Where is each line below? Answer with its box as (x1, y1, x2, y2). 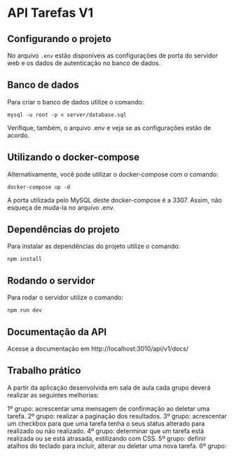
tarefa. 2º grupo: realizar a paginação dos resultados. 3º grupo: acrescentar (7, 411, 228, 420)
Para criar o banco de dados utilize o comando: (7, 97, 144, 106)
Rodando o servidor (7, 275, 95, 287)
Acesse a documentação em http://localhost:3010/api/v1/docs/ (7, 345, 189, 353)
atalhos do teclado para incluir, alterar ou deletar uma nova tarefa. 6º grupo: (7, 442, 227, 450)
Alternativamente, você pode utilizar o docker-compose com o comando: (7, 170, 219, 178)
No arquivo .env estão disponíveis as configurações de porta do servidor (7, 51, 219, 60)
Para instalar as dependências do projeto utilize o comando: (7, 242, 181, 250)
